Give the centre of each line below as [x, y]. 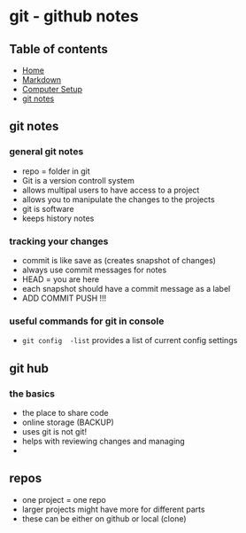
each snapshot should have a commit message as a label [126, 288]
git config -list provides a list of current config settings [130, 341]
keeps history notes [58, 218]
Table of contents [58, 49]
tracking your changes [59, 241]
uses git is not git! [54, 431]
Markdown [42, 80]
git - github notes [74, 16]
